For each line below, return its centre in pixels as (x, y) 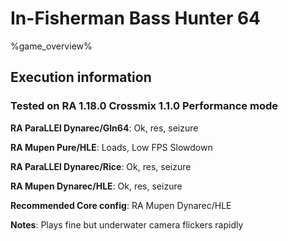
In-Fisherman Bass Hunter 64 (136, 18)
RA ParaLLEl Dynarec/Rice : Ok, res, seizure (101, 166)
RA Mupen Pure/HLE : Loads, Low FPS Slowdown (111, 147)
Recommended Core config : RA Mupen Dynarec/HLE (121, 205)
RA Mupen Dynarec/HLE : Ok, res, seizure (96, 186)
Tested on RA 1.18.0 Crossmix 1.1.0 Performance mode (144, 106)
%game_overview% (51, 46)
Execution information (81, 77)
